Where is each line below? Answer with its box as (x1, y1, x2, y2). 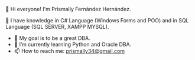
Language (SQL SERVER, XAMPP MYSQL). (5, 24, 109, 30)
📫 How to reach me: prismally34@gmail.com (14, 48, 125, 54)
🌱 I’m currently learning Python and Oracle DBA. (14, 41, 132, 48)
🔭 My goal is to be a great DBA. (14, 35, 90, 41)
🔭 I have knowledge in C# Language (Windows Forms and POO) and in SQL (5, 17, 190, 24)
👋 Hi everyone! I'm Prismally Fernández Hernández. (5, 6, 131, 12)
